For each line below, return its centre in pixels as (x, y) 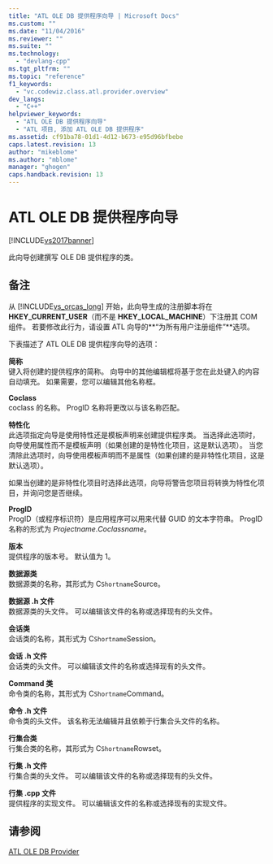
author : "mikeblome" (43, 152)
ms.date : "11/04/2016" (47, 31)
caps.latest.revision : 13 (52, 144)
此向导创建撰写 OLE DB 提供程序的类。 (73, 257)
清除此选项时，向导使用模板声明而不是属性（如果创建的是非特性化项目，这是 (136, 455)
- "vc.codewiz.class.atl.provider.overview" (92, 91)
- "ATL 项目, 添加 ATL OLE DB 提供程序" (80, 129)
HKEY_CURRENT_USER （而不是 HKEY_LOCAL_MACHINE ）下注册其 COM (133, 316)
